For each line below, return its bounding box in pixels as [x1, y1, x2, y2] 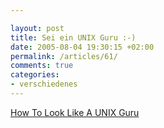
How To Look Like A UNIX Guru [10, 106, 140, 118]
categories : [10, 70, 60, 80]
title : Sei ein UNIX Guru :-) [10, 32, 137, 43]
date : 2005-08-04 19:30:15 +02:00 [10, 42, 155, 52]
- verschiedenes [10, 79, 78, 90]
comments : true [10, 61, 74, 71]
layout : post [10, 23, 65, 33]
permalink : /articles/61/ [10, 51, 118, 61]
